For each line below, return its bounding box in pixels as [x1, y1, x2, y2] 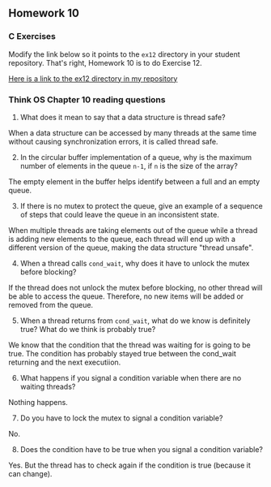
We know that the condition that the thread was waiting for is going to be [8, 340, 251, 350]
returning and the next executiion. [8, 357, 121, 367]
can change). [8, 468, 53, 478]
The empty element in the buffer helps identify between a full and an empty [8, 176, 260, 186]
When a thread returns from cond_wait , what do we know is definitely [19, 316, 251, 325]
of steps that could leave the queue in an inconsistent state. [19, 209, 220, 219]
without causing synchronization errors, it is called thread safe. [8, 136, 218, 146]
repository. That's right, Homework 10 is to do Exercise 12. [8, 58, 202, 67]
